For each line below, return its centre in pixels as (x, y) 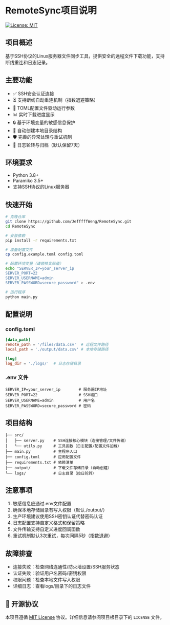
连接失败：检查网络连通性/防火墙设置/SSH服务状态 (66, 567)
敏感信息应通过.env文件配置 (42, 504)
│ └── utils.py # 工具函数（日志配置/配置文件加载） (63, 446)
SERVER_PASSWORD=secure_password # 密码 (48, 406)
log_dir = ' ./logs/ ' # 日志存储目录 (43, 363)
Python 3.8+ (26, 175)
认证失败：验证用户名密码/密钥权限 (49, 573)
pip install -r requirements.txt (41, 240)
